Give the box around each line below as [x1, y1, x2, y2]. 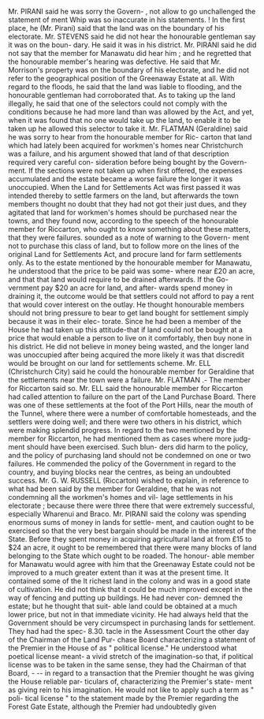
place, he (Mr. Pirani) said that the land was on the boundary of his [8, 24, 225, 32]
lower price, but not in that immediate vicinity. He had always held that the [8, 610, 249, 619]
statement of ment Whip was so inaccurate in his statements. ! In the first [8, 15, 246, 24]
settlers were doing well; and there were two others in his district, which [8, 417, 242, 427]
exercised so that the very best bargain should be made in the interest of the [8, 526, 257, 535]
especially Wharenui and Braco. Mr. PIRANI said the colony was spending [8, 509, 247, 519]
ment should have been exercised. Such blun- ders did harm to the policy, [8, 442, 248, 452]
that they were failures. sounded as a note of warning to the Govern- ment [8, 233, 250, 242]
